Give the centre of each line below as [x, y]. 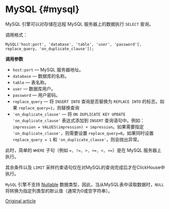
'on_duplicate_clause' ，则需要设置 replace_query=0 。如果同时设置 [83, 133]
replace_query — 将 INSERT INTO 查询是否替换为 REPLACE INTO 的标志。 [86, 101]
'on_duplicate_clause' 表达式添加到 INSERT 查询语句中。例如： [78, 120]
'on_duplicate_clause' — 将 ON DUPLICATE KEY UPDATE [69, 114]
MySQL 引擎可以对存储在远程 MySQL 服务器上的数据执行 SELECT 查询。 [79, 24]
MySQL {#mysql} [42, 9]
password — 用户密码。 [36, 95]
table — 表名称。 [31, 82]
